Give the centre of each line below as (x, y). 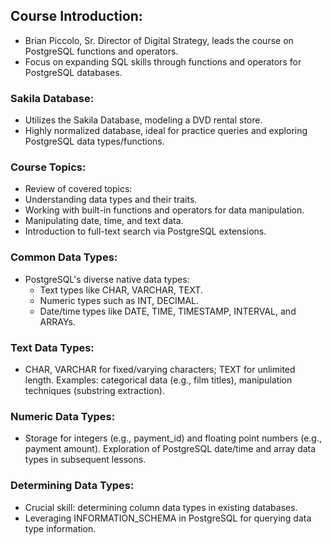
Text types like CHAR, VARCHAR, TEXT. (121, 290)
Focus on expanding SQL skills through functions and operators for (163, 61)
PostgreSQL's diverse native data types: (107, 279)
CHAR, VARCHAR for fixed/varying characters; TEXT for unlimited (160, 369)
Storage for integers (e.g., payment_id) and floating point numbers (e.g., (173, 438)
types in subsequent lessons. (85, 460)
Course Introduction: (76, 16)
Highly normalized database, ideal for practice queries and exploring (166, 131)
